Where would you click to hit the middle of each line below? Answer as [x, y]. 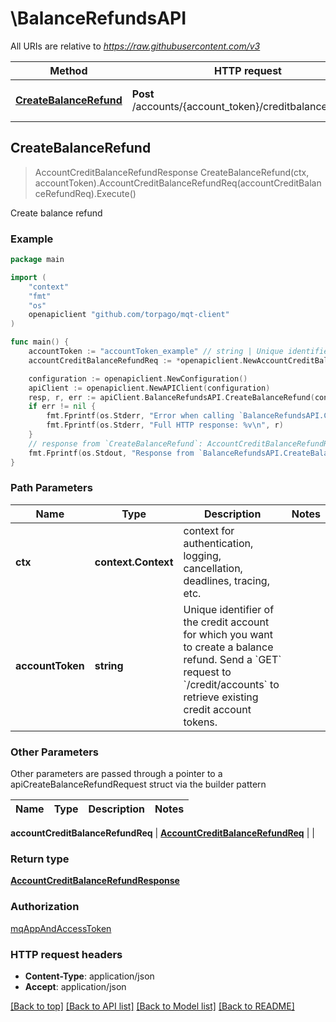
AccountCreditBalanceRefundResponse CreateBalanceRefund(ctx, [172, 172]
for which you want [228, 634]
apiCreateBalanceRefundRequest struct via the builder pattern [138, 784]
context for [209, 530]
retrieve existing [221, 697]
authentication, [218, 543]
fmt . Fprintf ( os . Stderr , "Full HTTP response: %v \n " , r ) [165, 425]
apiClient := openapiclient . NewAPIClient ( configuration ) [149, 388]
